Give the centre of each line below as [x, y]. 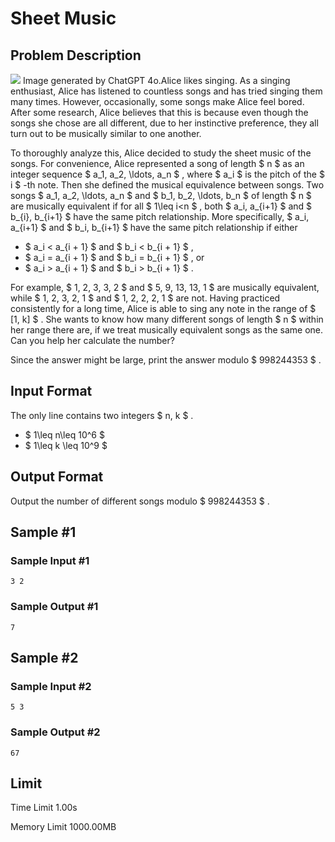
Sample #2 [44, 658]
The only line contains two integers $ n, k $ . [102, 415]
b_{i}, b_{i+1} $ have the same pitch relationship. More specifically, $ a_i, [160, 216]
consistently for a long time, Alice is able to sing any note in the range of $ [163, 308]
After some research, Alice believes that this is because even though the [159, 112]
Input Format [51, 391]
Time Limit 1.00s [44, 808]
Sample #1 [43, 532]
